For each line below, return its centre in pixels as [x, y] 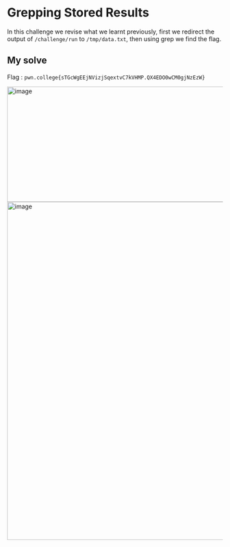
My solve [27, 61]
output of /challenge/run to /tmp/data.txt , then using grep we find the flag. [114, 38]
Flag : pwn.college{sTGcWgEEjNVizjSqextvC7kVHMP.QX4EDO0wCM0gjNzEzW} [106, 77]
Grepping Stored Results [78, 13]
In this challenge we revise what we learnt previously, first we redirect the [111, 32]
